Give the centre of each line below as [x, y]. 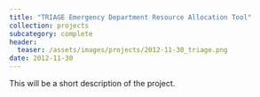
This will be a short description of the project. [92, 83]
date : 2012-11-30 [41, 58]
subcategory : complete [51, 34]
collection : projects [49, 26]
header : [24, 42]
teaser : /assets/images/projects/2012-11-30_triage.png [122, 50]
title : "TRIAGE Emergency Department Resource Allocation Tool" [130, 17]
